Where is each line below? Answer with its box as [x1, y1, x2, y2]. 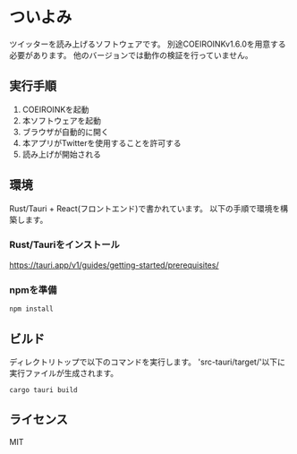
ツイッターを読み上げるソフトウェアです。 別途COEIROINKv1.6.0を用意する [9, 39, 286, 49]
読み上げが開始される [21, 149, 101, 159]
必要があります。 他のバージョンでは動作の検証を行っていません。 [9, 49, 253, 60]
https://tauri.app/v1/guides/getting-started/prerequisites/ [9, 260, 219, 270]
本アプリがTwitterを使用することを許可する [21, 137, 182, 148]
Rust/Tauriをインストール [9, 238, 121, 251]
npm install [9, 304, 54, 313]
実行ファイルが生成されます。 [9, 367, 119, 378]
